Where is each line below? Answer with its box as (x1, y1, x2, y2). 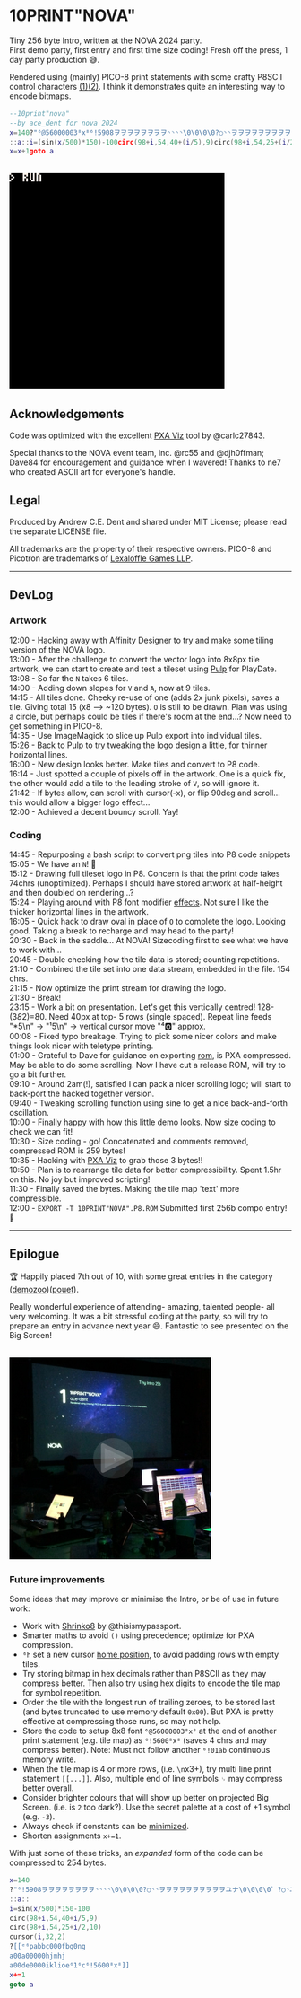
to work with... (9, 944, 63, 955)
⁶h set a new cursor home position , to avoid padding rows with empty (21, 1649, 279, 1661)
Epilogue (9, 1247, 60, 1262)
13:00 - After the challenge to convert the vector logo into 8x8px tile (9, 653, 260, 664)
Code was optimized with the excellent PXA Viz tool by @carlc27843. (9, 430, 266, 441)
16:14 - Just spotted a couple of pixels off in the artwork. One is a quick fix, (9, 768, 287, 779)
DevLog (9, 587, 54, 602)
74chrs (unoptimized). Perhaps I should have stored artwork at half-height (9, 877, 283, 889)
